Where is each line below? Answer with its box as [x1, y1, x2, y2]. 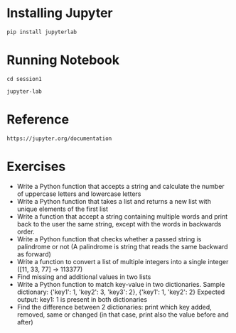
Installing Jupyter [6, 5, 113, 21]
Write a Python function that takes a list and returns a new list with [16, 197, 211, 205]
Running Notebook [6, 52, 120, 68]
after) [16, 317, 33, 326]
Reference [6, 111, 69, 128]
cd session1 [6, 75, 42, 82]
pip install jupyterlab [6, 28, 77, 36]
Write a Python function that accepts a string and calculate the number [16, 182, 225, 190]
